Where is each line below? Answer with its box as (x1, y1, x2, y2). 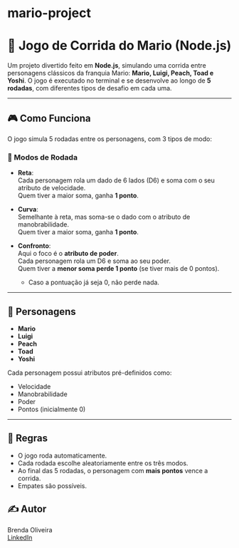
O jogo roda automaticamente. (17, 451, 107, 460)
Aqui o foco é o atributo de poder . (17, 249, 119, 258)
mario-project (7, 5, 91, 21)
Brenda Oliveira (7, 525, 53, 534)
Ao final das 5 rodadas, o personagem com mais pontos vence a (17, 466, 208, 475)
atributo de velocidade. (17, 184, 86, 192)
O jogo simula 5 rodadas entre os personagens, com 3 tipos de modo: (7, 134, 212, 143)
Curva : (17, 205, 39, 214)
